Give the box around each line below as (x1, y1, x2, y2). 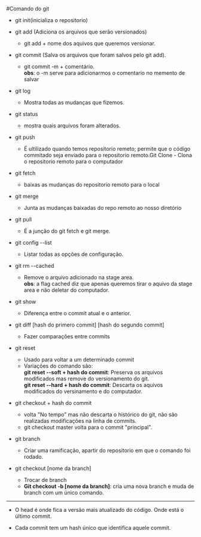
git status (14, 111, 38, 117)
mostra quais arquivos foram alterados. (23, 122, 121, 129)
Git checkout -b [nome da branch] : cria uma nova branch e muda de (23, 483, 194, 490)
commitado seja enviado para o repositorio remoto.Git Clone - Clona (23, 152, 193, 158)
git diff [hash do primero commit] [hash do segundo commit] (14, 321, 165, 328)
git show (14, 298, 36, 305)
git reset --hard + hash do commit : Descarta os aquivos (23, 382, 163, 388)
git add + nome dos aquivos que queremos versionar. (23, 40, 156, 47)
